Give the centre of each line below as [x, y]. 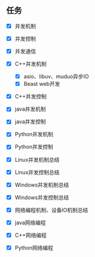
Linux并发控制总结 [37, 172]
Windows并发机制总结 [42, 185]
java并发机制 [30, 109]
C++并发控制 [31, 97]
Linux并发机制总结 [37, 159]
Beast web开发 [42, 84]
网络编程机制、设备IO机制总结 [51, 210]
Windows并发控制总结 [42, 197]
